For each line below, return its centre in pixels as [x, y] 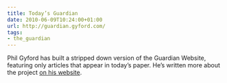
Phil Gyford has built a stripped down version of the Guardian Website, [107, 58]
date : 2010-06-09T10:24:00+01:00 [55, 20]
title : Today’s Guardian [43, 13]
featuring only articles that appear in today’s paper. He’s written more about [114, 65]
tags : [15, 32]
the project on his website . [45, 73]
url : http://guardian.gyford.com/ [57, 26]
